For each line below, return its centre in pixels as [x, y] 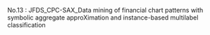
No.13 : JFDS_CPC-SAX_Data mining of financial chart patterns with [105, 10]
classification [26, 25]
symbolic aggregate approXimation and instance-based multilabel [103, 17]
